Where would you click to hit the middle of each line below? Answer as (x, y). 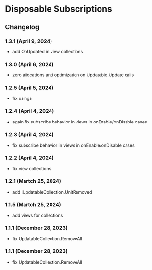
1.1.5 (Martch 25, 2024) (33, 204)
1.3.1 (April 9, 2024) (29, 41)
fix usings (22, 98)
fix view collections (32, 169)
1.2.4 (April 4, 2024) (30, 111)
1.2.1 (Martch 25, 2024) (33, 181)
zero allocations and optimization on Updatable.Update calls (73, 75)
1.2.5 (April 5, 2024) (29, 88)
